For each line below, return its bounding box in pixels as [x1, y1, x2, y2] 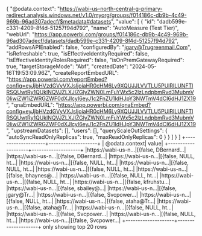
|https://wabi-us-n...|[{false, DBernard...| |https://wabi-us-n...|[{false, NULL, [6, 153, 195, 159]
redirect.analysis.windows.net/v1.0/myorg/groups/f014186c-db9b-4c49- [6, 11, 187, 19]
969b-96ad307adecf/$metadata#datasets [6, 18, 112, 25]
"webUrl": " [6, 31, 35, 38]
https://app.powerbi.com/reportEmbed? [8, 75, 107, 83]
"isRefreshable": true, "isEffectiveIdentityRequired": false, [6, 50, 150, 57]
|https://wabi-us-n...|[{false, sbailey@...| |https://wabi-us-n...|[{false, [6, 185, 177, 192]
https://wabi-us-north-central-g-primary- [59, 5, 163, 12]
